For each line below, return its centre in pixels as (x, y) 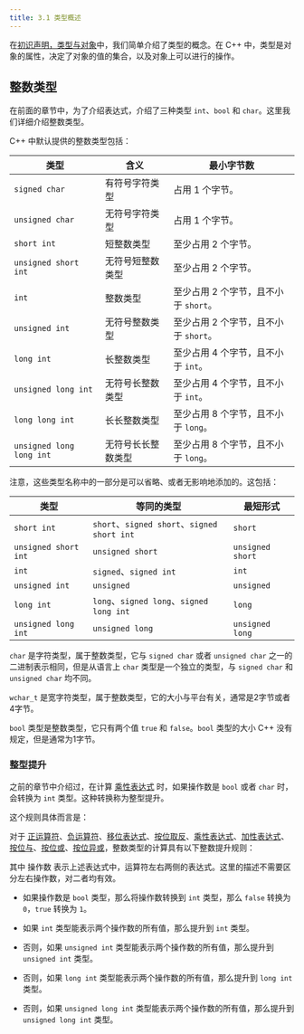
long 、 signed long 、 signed (151, 601)
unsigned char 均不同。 (53, 678)
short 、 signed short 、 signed (155, 524)
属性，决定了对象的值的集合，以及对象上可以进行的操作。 (132, 56)
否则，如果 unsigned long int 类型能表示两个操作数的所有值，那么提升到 (158, 1008)
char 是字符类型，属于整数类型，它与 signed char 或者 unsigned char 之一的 (151, 656)
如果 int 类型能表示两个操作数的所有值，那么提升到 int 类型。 (138, 927)
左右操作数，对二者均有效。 (68, 877)
